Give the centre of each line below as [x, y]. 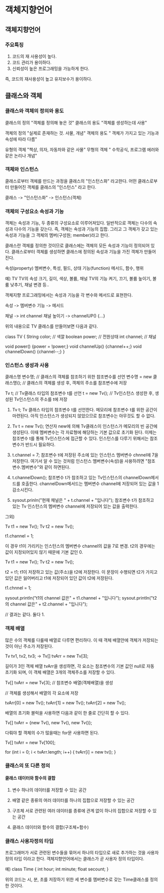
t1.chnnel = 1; [18, 588]
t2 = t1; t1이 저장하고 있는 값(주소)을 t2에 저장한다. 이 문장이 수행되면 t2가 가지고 [81, 572]
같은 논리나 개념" [21, 156]
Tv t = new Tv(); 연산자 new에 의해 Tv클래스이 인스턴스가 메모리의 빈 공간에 [85, 426]
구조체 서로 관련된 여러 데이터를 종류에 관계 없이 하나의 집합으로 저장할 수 [82, 810]
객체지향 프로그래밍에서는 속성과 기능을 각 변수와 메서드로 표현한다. [69, 295]
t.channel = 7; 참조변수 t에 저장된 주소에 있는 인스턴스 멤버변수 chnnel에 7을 [85, 455]
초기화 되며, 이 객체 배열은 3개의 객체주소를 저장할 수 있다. [60, 672]
